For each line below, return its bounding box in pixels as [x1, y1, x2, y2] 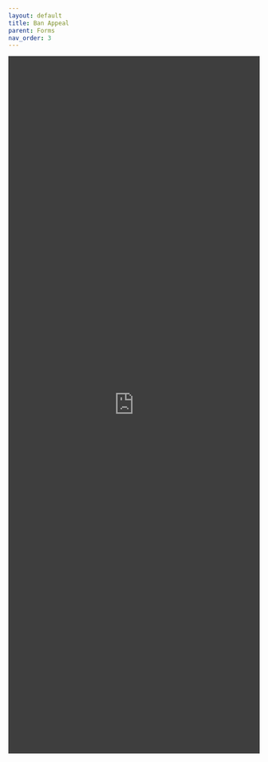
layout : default [8, 11, 62, 20]
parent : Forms [8, 26, 56, 34]
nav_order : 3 [8, 33, 52, 42]
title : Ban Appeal [8, 19, 69, 27]
